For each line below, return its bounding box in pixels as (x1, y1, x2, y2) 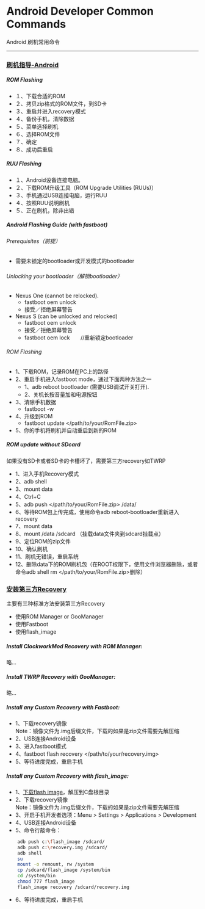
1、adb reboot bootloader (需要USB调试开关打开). (24, 383, 149, 390)
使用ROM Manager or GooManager (15, 613, 104, 620)
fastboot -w (24, 405, 54, 413)
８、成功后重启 (15, 145, 53, 153)
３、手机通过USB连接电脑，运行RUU (15, 191, 108, 199)
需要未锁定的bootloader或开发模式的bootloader (15, 258, 135, 265)
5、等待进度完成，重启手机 (15, 758, 84, 765)
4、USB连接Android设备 (15, 819, 77, 826)
